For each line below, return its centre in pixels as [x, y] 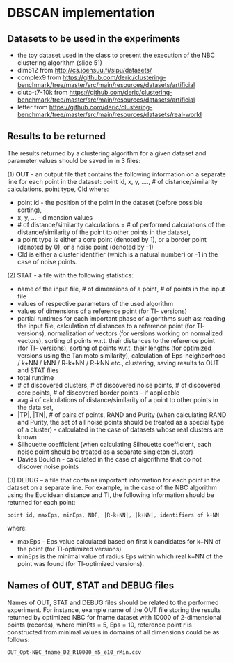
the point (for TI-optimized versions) [69, 549]
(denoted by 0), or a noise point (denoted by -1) [86, 247]
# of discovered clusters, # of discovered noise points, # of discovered [119, 385]
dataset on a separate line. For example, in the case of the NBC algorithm [112, 487]
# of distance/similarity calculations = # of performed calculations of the [121, 224]
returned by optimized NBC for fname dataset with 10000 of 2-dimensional [114, 617]
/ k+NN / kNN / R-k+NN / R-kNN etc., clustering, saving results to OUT [118, 363]
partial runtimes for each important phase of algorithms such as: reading [121, 318]
